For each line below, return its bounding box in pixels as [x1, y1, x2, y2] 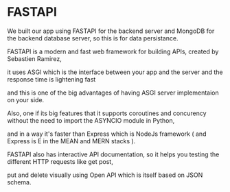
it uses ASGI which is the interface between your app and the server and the [7, 68, 223, 76]
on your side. [7, 95, 45, 104]
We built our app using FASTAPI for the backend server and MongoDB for [7, 27, 215, 35]
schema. [7, 178, 32, 186]
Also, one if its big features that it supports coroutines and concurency [7, 109, 207, 117]
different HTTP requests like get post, [7, 157, 113, 165]
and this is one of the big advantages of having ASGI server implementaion [7, 88, 220, 97]
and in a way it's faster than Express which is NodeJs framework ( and [7, 130, 207, 138]
